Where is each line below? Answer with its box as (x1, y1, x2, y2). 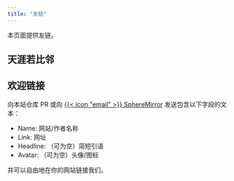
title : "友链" (7, 10, 48, 18)
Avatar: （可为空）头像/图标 (17, 150, 99, 159)
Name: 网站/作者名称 (17, 124, 79, 132)
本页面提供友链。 (7, 31, 58, 39)
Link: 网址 (17, 133, 47, 141)
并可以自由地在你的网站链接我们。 (7, 165, 107, 174)
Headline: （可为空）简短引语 (17, 141, 105, 150)
